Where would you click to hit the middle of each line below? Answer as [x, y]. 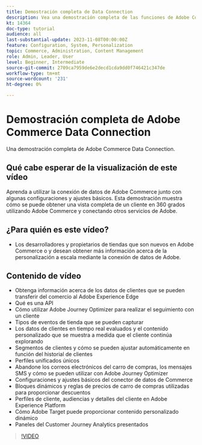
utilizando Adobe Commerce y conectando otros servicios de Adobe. [92, 210]
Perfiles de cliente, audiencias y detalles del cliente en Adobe [91, 399]
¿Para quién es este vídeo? [58, 230]
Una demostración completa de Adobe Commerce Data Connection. [91, 149]
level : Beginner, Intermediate [45, 62]
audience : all [24, 34]
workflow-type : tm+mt [33, 73]
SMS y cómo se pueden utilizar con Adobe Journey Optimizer [91, 373]
